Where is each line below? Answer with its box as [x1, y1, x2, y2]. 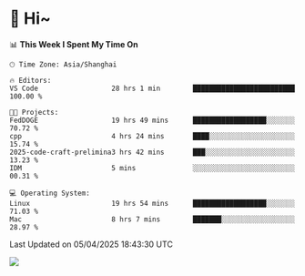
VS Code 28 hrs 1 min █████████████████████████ [9, 84, 296, 93]
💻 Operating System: [9, 189, 91, 198]
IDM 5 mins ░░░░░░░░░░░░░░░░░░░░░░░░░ [9, 163, 296, 172]
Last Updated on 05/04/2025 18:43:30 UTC [9, 239, 173, 250]
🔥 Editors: [9, 76, 52, 85]
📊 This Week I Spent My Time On [9, 38, 138, 49]
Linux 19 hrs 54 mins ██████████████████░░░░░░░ [9, 199, 296, 208]
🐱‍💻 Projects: [9, 107, 59, 117]
